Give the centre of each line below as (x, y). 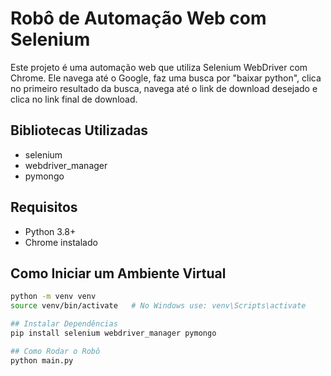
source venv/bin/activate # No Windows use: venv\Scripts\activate (158, 306)
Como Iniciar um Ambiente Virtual (118, 273)
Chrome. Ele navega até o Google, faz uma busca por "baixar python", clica (166, 78)
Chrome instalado (61, 242)
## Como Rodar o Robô (55, 351)
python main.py (42, 360)
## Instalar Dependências (64, 324)
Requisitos (44, 207)
